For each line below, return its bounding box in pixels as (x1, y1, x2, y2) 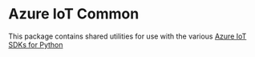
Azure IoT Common (8, 5, 140, 23)
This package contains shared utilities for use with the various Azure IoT (8, 31, 247, 41)
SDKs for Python (8, 39, 63, 49)
